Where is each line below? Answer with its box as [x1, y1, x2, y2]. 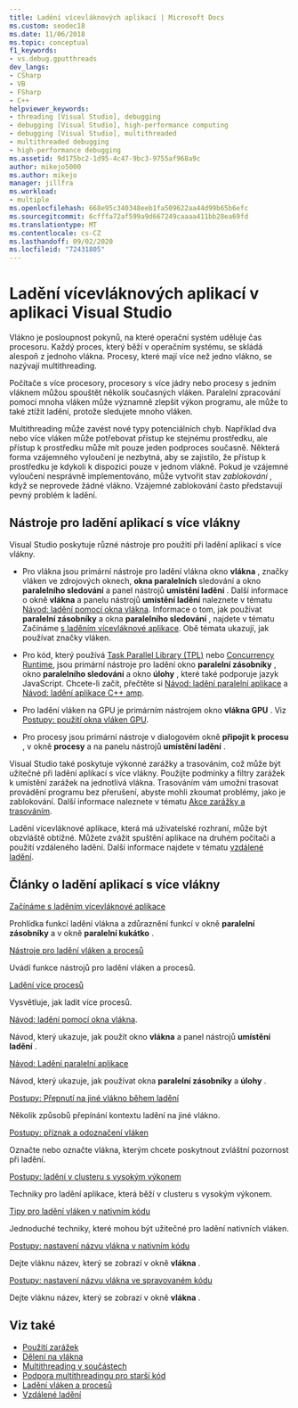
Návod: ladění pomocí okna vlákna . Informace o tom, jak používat [21, 604, 262, 614]
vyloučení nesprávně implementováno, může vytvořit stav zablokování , [9, 471, 273, 482]
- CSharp [9, 71, 42, 80]
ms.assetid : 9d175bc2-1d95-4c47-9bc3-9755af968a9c [9, 153, 201, 163]
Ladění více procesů [9, 979, 85, 990]
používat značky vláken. [21, 632, 111, 643]
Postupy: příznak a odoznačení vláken [9, 1127, 149, 1138]
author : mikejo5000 [9, 162, 82, 171]
